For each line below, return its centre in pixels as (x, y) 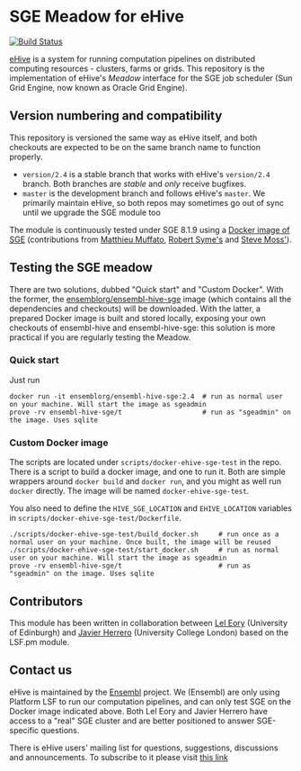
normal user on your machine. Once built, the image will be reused (140, 542)
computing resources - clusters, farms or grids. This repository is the (137, 68)
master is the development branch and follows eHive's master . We (144, 193)
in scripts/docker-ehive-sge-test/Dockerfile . (96, 518)
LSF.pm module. (40, 641)
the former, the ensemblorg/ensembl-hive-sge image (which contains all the (150, 299)
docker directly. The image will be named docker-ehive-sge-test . (129, 491)
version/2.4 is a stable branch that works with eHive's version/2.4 (146, 174)
